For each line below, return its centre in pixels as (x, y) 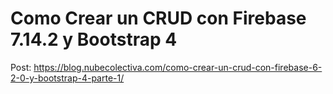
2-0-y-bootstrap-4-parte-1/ (67, 78)
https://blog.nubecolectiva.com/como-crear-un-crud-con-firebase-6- (178, 67)
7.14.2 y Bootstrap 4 (94, 39)
